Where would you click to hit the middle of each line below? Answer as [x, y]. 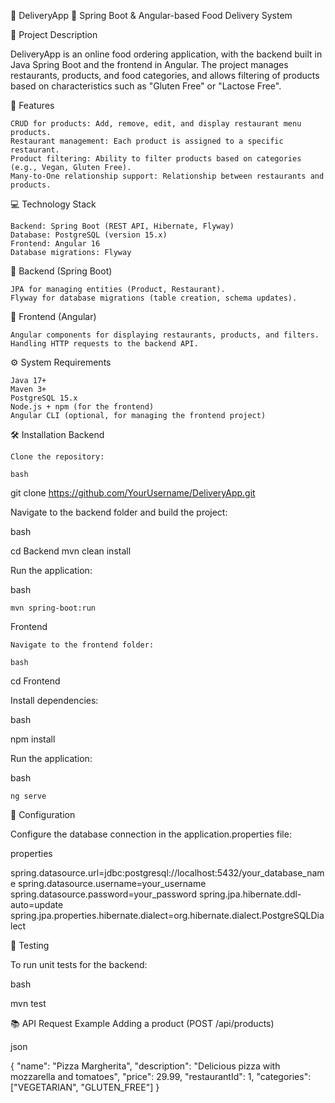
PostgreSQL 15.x [44, 398]
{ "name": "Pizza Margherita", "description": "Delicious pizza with [145, 1066]
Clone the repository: [57, 457]
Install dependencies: [54, 700]
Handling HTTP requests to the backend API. [104, 344]
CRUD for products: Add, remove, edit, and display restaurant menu [156, 124]
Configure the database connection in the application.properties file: [151, 834]
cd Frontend [35, 681]
